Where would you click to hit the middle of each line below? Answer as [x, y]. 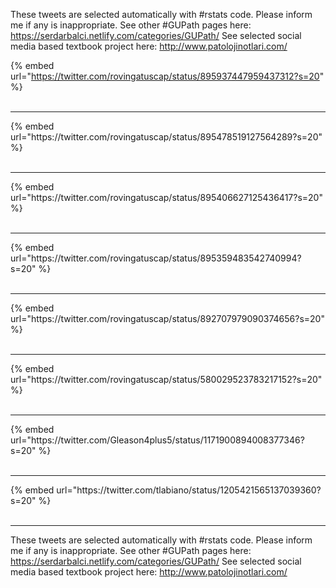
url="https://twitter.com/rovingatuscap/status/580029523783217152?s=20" [166, 379]
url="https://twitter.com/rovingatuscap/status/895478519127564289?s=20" [166, 137]
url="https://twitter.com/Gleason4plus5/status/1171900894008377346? [157, 440]
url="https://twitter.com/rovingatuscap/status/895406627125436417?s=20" [166, 197]
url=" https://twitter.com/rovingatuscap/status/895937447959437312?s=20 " [167, 76]
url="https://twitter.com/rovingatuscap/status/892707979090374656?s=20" [167, 318]
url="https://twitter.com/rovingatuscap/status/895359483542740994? [156, 258]
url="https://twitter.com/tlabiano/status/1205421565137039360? [189, 490]
